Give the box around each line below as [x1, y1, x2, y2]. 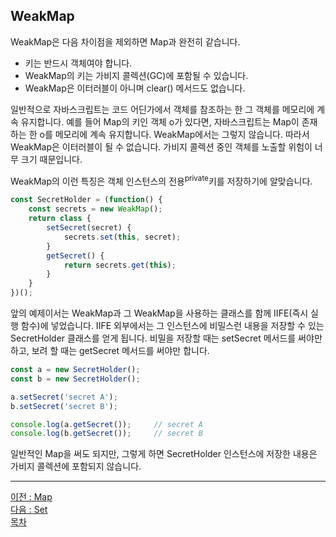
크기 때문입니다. [20, 153, 83, 165]
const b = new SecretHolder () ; [10, 374, 141, 384]
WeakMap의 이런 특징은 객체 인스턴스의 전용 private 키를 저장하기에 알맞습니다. [10, 173, 313, 187]
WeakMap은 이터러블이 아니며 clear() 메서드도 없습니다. [24, 82, 246, 94]
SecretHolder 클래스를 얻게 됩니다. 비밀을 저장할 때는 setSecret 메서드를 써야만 [10, 332, 323, 344]
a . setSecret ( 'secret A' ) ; [10, 392, 118, 402]
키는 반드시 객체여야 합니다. [24, 57, 133, 69]
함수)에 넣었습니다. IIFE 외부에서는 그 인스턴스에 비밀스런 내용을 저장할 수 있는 [20, 320, 325, 332]
